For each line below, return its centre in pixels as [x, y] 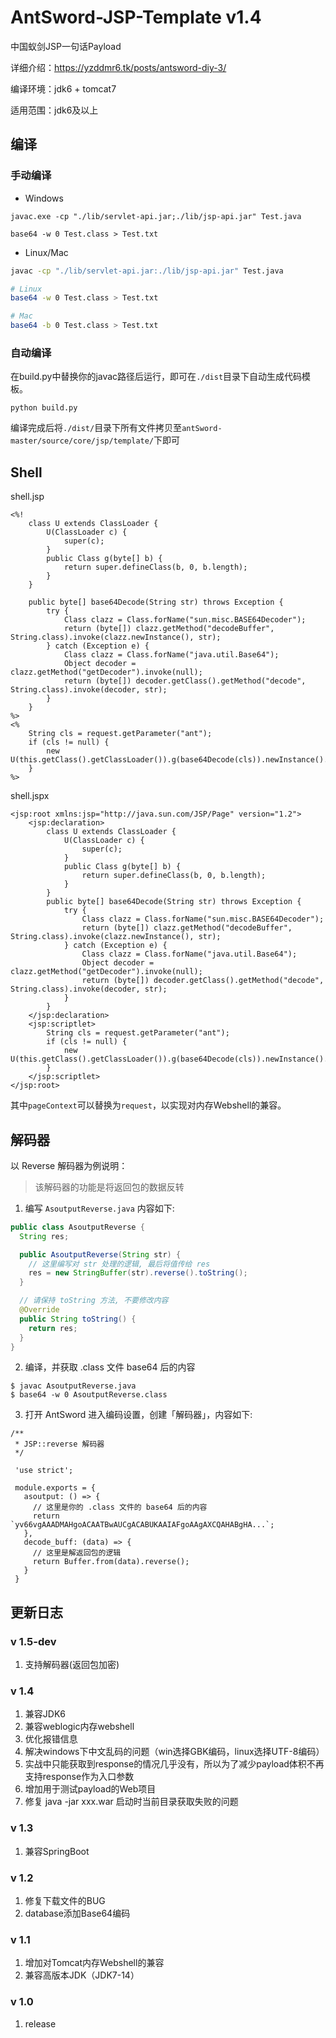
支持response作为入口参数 [79, 1777]
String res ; [44, 1236]
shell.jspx [30, 796]
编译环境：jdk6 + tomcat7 [63, 88]
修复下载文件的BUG [65, 1900]
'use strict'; [44, 1471]
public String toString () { [78, 1319]
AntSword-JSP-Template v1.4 [136, 17]
